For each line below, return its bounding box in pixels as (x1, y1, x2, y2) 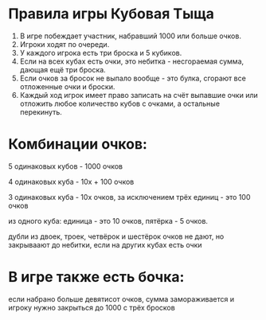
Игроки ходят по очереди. (19, 39, 110, 49)
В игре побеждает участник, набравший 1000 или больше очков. (19, 31, 241, 41)
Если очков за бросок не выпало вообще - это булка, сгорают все (19, 73, 247, 83)
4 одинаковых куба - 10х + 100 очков (8, 177, 135, 186)
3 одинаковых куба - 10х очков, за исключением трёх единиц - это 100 (8, 192, 251, 201)
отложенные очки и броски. (19, 81, 115, 92)
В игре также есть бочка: (8, 268, 185, 287)
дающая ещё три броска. (19, 64, 106, 74)
